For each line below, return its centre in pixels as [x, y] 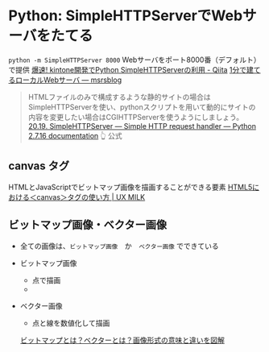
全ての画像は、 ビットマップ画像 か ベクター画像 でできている [119, 246]
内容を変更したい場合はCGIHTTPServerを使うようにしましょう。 [136, 117]
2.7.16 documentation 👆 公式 [75, 135]
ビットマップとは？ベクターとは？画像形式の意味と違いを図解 [122, 340]
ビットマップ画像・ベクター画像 [88, 225]
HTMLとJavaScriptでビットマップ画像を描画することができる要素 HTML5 [130, 187]
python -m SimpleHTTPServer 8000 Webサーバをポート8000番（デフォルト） [134, 60]
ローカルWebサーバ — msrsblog [68, 80]
